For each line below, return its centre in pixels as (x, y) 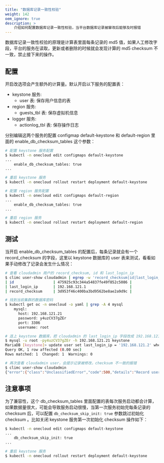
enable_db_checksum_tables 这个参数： (55, 141)
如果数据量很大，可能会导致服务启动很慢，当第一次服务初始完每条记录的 (78, 407)
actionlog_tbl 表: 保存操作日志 (49, 125)
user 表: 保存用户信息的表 (45, 100)
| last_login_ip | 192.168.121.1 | (69, 287)
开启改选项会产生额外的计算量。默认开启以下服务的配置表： (65, 84)
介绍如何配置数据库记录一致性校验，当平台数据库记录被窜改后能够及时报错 (77, 28)
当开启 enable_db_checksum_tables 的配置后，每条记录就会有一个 (72, 252)
